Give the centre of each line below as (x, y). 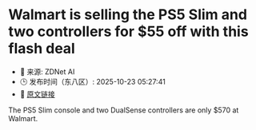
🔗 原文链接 (37, 94)
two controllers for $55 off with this (129, 32)
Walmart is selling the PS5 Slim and (128, 15)
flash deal (42, 49)
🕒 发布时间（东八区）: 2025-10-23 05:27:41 (92, 81)
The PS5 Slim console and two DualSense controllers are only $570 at (124, 110)
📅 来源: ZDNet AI (47, 71)
